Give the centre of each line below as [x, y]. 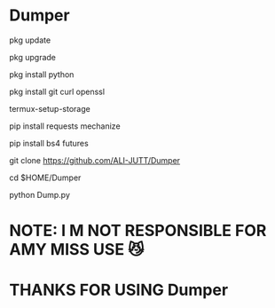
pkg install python [42, 74]
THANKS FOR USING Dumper [119, 290]
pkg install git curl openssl [57, 91]
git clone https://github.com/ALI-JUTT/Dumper [94, 160]
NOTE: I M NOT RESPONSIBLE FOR [138, 231]
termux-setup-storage [50, 108]
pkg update [30, 40]
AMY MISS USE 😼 [77, 250]
